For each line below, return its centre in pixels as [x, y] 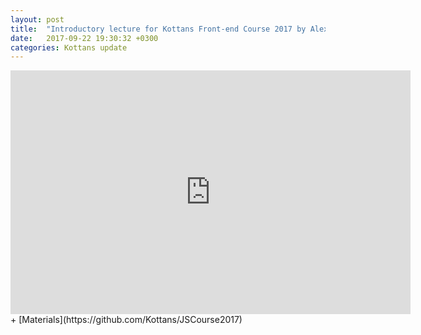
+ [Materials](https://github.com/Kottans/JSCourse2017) [126, 320]
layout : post [37, 19]
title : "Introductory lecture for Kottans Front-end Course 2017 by [158, 29]
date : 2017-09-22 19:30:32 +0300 [84, 38]
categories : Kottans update [69, 47]
